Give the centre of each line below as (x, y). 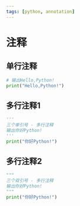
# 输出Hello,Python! (30, 80)
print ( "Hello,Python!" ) (35, 86)
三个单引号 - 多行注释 (30, 125)
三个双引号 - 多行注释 (30, 181)
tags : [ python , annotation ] (41, 12)
